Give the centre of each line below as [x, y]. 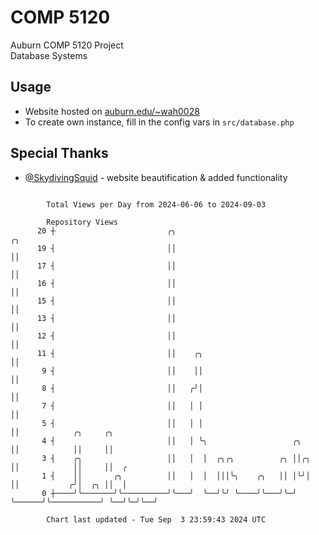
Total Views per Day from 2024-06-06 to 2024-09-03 [156, 204]
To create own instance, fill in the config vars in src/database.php [159, 122]
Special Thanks [59, 153]
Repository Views [82, 222]
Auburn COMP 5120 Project [67, 45]
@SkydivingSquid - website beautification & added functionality [156, 177]
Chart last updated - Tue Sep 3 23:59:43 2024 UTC [156, 519]
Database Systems [49, 55]
